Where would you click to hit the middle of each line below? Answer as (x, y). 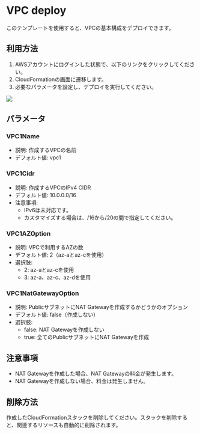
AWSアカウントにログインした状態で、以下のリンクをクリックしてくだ (102, 64)
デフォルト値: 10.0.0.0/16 (46, 195)
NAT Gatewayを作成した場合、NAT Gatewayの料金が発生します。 (96, 374)
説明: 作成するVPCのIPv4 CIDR (53, 188)
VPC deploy (36, 11)
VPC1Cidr (20, 174)
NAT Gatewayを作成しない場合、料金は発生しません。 (82, 381)
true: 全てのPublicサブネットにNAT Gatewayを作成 (86, 337)
